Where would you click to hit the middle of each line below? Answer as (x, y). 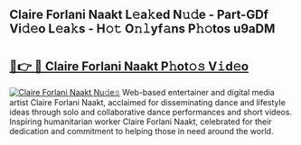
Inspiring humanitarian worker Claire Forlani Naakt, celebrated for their (141, 122)
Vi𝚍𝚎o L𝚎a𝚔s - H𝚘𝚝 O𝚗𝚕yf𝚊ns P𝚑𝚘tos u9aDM (142, 29)
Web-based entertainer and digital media (198, 92)
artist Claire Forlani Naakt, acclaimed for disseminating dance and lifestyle (148, 102)
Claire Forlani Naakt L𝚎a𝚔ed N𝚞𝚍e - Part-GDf (139, 15)
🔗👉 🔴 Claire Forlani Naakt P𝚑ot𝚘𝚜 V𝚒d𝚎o (129, 66)
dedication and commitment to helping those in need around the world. (141, 131)
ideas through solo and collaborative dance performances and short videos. (150, 112)
